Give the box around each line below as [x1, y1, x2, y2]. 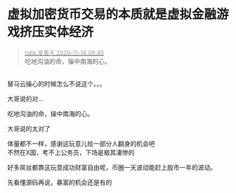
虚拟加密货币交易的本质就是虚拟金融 [7, 6, 217, 23]
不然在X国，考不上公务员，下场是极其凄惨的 [7, 148, 135, 156]
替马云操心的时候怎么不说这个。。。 [7, 79, 106, 88]
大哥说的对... [7, 94, 44, 103]
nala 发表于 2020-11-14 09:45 [24, 49, 104, 56]
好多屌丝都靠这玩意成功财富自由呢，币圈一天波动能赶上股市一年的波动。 [7, 163, 216, 171]
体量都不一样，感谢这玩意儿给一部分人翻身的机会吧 [7, 139, 155, 148]
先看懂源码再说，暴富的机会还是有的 [7, 178, 112, 187]
